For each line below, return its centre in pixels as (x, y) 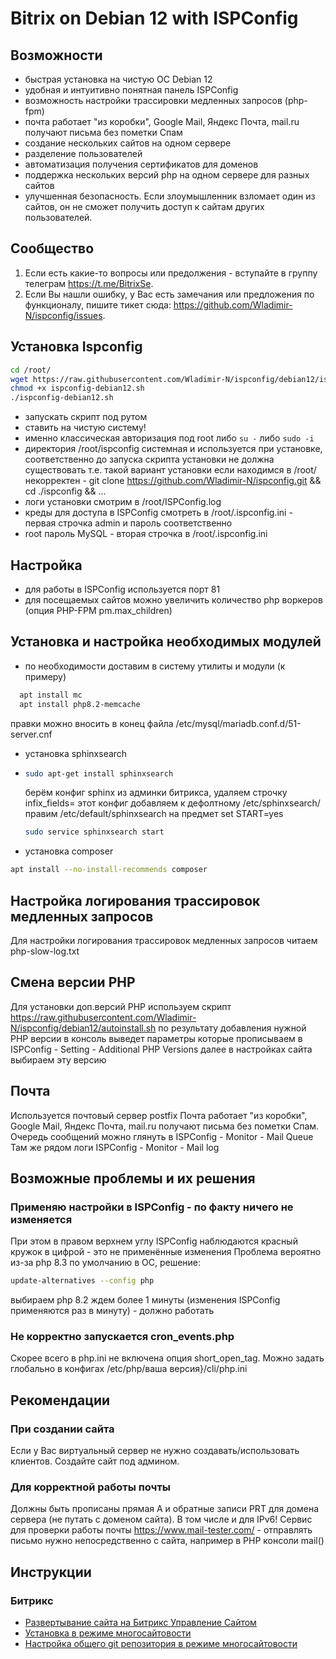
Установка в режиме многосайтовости (108, 1633)
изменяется (41, 1219)
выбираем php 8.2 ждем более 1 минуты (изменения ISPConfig (145, 1300)
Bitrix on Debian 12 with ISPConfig (154, 18)
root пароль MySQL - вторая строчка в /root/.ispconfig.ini (146, 534)
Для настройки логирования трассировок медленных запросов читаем (164, 940)
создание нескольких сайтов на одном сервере (128, 143)
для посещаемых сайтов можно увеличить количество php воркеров (173, 599)
